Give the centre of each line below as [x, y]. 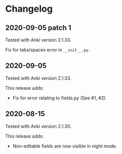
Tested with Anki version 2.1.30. [38, 126]
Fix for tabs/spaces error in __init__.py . [48, 50]
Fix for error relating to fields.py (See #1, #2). [60, 98]
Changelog [29, 9]
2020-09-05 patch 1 [38, 28]
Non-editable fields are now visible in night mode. [65, 146]
